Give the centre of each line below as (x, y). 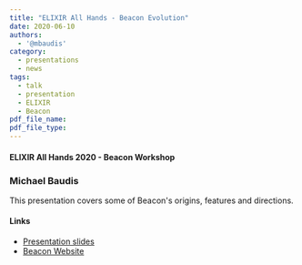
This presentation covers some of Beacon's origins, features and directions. (151, 200)
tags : (20, 77)
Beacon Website (53, 251)
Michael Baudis (44, 180)
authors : (26, 35)
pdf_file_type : (38, 128)
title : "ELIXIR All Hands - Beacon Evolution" (99, 18)
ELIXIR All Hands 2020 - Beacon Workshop (92, 157)
